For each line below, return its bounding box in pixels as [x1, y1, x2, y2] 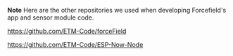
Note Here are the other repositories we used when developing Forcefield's [7, 6, 227, 14]
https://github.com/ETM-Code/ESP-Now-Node [7, 41, 144, 48]
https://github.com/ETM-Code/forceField [7, 27, 127, 35]
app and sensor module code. [7, 13, 94, 22]
